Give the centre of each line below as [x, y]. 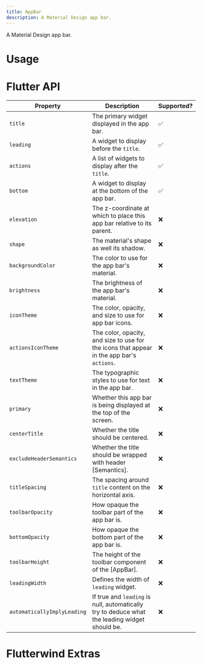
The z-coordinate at [121, 208]
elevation [23, 219]
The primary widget [120, 116]
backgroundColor [32, 265]
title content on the [121, 487]
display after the [115, 165]
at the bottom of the [120, 191]
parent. [102, 231]
